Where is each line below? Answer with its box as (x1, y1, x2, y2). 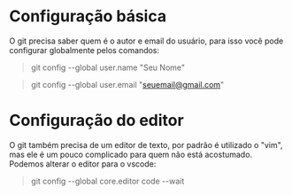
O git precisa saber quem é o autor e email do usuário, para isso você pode (9, 35, 284, 46)
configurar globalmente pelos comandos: (9, 44, 160, 55)
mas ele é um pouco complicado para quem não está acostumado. (9, 149, 253, 160)
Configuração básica (9, 6, 166, 27)
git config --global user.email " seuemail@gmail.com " (30, 79, 225, 90)
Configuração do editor (9, 111, 184, 130)
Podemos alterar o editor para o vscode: (9, 158, 157, 169)
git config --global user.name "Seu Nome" (30, 62, 186, 73)
